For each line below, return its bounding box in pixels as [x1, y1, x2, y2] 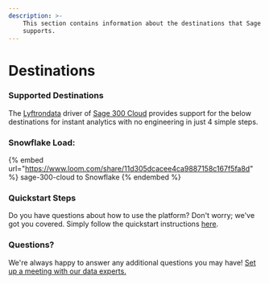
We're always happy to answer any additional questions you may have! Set [8, 257, 256, 267]
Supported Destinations [8, 90, 104, 101]
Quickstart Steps [8, 192, 77, 204]
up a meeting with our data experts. [8, 266, 126, 276]
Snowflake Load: [8, 137, 76, 148]
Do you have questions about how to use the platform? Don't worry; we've [8, 211, 255, 220]
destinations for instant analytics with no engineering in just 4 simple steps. [8, 117, 259, 126]
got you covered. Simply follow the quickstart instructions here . [8, 219, 219, 229]
